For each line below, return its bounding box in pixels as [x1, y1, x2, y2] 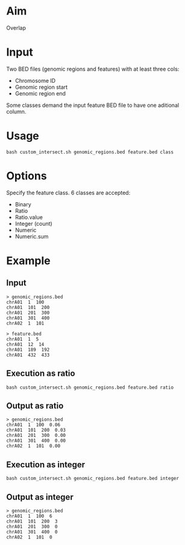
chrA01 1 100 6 [6, 513, 52, 519]
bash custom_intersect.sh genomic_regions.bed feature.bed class [6, 149, 174, 155]
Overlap [6, 24, 26, 31]
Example [6, 253, 51, 267]
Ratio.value [14, 213, 43, 221]
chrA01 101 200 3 [6, 518, 58, 524]
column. [6, 107, 27, 115]
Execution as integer [6, 459, 86, 470]
